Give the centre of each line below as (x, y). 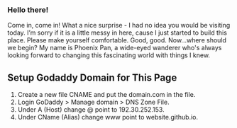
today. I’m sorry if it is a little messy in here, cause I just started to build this (117, 33)
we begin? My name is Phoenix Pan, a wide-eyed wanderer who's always (115, 48)
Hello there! (28, 10)
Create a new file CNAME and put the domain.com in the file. (106, 95)
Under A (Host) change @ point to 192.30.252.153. (91, 110)
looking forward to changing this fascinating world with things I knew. (109, 55)
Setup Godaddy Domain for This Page (92, 77)
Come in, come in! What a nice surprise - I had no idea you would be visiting (119, 25)
